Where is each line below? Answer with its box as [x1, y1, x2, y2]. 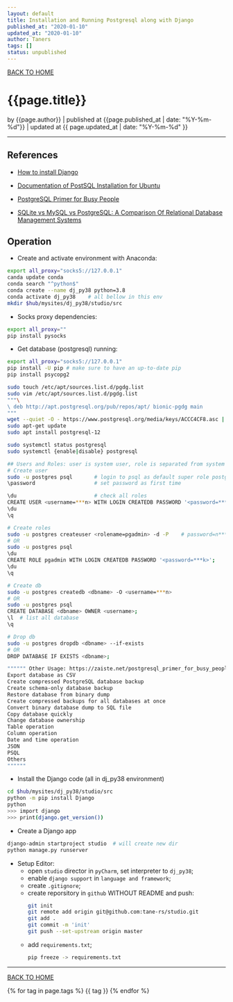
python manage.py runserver [7, 846, 89, 853]
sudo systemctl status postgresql [7, 442, 107, 449]
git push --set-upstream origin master [27, 928, 144, 935]
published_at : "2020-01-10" [7, 23, 89, 30]
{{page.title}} [7, 92, 87, 108]
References [7, 149, 58, 161]
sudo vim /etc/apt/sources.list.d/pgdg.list [7, 390, 138, 397]
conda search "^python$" [7, 281, 79, 288]
